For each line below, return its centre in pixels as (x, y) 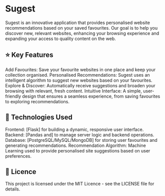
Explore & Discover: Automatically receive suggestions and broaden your (80, 85)
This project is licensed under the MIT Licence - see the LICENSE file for (80, 184)
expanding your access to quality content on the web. (60, 39)
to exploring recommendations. (37, 101)
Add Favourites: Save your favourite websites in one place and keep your (80, 69)
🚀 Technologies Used (39, 118)
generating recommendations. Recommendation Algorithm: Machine (75, 145)
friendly (13, 96)
